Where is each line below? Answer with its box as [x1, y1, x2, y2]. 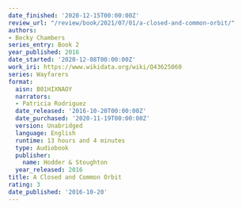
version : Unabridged [15, 122, 83, 130]
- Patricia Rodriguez [15, 100, 87, 108]
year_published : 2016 [8, 48, 80, 56]
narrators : [15, 93, 51, 100]
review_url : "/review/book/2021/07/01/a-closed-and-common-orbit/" [8, 19, 236, 27]
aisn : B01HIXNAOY [15, 85, 73, 93]
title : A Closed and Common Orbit [8, 173, 123, 182]
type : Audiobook [15, 144, 69, 152]
